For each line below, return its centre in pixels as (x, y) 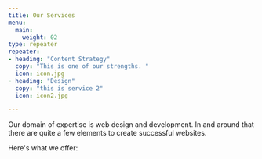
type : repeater (33, 45)
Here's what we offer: (43, 148)
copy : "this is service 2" (59, 88)
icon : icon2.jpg (42, 96)
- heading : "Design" (42, 81)
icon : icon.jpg (40, 74)
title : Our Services (42, 15)
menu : (17, 23)
